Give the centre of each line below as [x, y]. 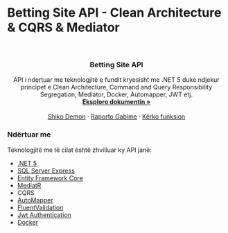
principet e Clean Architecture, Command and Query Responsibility [116, 87]
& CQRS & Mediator [63, 27]
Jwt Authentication [44, 215]
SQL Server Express [46, 171]
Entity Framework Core [50, 178]
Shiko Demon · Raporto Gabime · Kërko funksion [116, 116]
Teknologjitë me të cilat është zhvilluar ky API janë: [80, 150]
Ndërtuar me [29, 135]
